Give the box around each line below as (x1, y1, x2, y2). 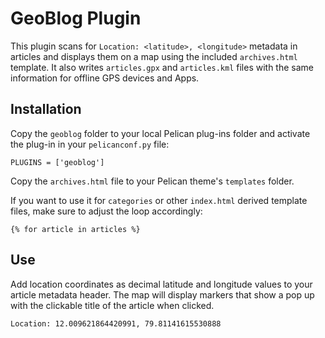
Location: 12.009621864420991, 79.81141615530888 (10, 318, 222, 329)
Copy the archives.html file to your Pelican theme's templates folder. (10, 175, 295, 187)
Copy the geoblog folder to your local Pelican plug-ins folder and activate (10, 127, 311, 139)
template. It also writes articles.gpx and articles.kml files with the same (10, 61, 314, 73)
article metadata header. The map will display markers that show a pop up (10, 288, 315, 301)
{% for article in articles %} (10, 224, 141, 234)
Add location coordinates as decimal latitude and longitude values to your (10, 278, 313, 290)
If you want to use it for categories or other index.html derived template (10, 194, 308, 206)
